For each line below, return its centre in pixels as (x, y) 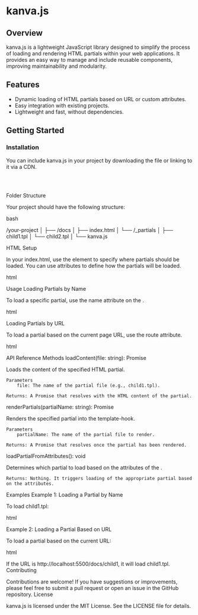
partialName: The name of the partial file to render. (86, 434)
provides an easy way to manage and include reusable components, (90, 60)
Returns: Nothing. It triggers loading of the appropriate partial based (99, 478)
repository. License (30, 594)
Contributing (21, 570)
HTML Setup (22, 247)
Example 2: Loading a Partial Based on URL (59, 529)
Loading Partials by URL (36, 323)
